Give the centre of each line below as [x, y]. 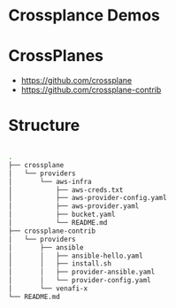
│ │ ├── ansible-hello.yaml [76, 256]
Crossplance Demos [84, 15]
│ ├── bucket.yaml [62, 215]
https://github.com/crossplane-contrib [91, 90]
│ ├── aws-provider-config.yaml [88, 198]
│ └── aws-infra [50, 181]
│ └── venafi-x [48, 289]
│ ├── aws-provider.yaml [74, 206]
